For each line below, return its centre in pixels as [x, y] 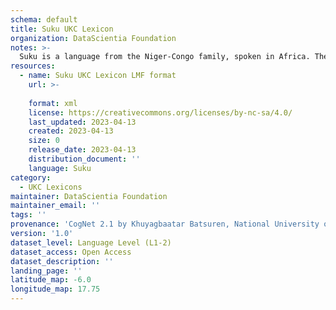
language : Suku [60, 168]
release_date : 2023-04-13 [82, 150]
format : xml [53, 103]
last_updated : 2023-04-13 [82, 122]
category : [31, 177]
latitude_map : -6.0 [51, 280]
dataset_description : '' [62, 261]
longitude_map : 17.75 [55, 289]
